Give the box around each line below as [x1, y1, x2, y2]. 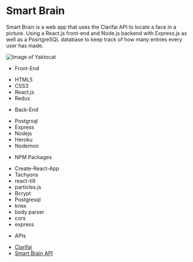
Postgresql [14, 196, 41, 203]
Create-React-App [14, 165, 60, 172]
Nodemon [14, 142, 39, 149]
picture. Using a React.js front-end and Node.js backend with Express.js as [6, 29, 187, 36]
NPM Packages [14, 153, 52, 160]
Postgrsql [14, 117, 38, 124]
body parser [14, 208, 45, 215]
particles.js [14, 183, 42, 191]
